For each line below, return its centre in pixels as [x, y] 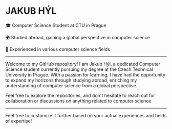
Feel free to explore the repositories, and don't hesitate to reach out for [80, 95]
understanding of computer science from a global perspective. [71, 85]
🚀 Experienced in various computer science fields [58, 49]
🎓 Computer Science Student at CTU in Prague [56, 25]
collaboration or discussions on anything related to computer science [78, 101]
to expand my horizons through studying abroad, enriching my [71, 80]
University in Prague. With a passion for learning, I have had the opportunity [85, 74]
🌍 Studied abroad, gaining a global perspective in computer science [78, 37]
